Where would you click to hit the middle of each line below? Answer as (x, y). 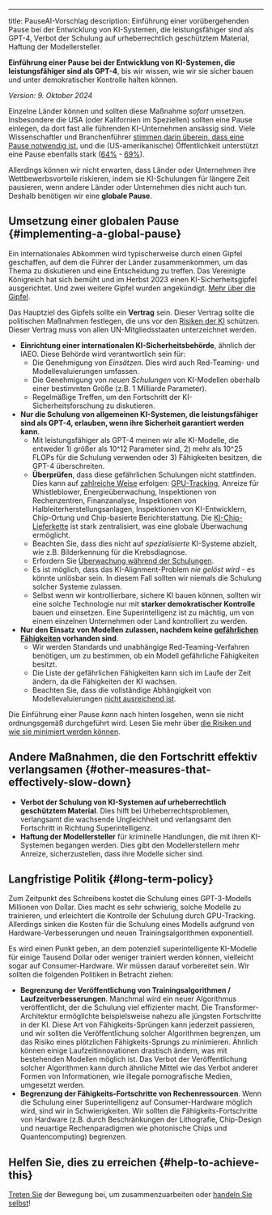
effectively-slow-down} (70, 782)
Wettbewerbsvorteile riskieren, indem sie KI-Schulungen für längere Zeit (129, 178)
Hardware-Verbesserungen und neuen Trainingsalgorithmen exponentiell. (131, 933)
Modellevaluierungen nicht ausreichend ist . (104, 698)
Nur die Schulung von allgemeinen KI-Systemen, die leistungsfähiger (139, 414)
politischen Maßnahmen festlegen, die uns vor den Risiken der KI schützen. (134, 320)
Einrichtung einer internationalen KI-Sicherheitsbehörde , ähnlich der (138, 345)
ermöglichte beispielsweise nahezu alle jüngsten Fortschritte (160, 1016)
